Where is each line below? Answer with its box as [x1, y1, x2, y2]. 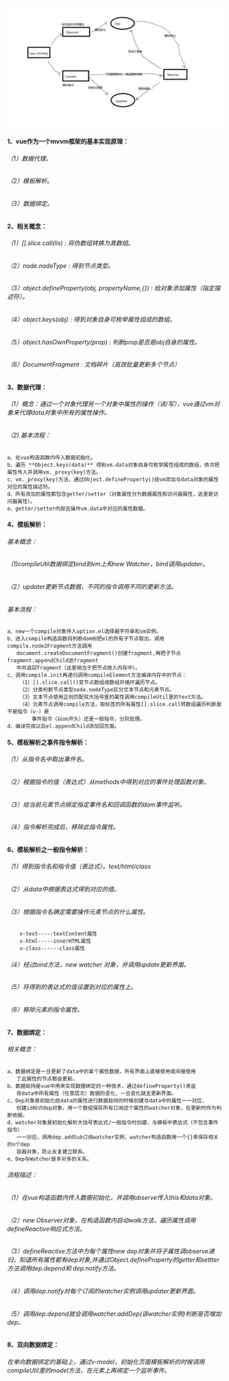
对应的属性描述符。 [7, 483, 53, 490]
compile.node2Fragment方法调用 [7, 642, 93, 650]
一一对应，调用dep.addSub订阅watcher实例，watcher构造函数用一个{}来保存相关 [16, 1133, 219, 1141]
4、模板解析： [7, 520, 48, 529]
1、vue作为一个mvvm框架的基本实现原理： [7, 137, 129, 146]
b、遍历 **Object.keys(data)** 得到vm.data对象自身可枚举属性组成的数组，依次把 [7, 461, 220, 468]
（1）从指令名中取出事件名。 [7, 755, 88, 763]
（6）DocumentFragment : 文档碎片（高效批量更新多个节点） [7, 360, 180, 369]
